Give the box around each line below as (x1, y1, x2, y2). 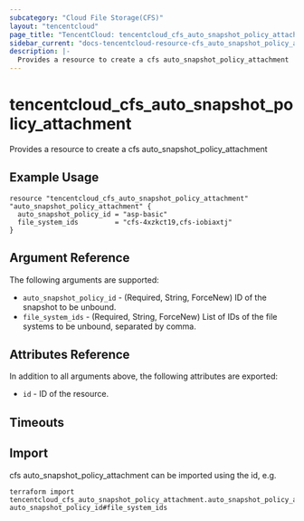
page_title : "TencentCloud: (9, 30, 116, 39)
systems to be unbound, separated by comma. (22, 321, 196, 332)
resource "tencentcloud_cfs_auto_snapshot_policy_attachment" (9, 194, 249, 203)
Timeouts (9, 414, 65, 430)
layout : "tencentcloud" (9, 22, 100, 31)
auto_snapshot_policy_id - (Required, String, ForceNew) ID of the (22, 292, 267, 303)
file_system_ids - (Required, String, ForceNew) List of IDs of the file (22, 311, 278, 322)
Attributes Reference (9, 346, 130, 362)
